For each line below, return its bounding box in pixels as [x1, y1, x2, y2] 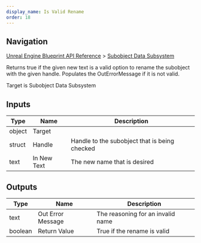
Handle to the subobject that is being [71, 137, 175, 145]
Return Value [38, 227, 74, 235]
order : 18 [6, 14, 31, 20]
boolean [9, 227, 32, 235]
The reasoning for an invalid [96, 209, 175, 218]
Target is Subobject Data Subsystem [6, 82, 96, 89]
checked [71, 144, 96, 153]
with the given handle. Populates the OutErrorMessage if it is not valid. [6, 70, 180, 78]
